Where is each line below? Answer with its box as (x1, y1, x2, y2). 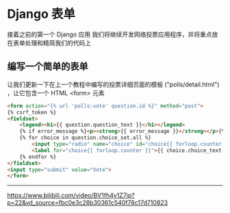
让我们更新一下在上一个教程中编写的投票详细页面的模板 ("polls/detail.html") (7, 80, 220, 88)
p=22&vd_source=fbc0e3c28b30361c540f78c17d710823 (7, 199, 168, 207)
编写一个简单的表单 (7, 61, 88, 73)
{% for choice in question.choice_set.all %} (19, 134, 152, 141)
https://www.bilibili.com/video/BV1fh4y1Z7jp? (7, 191, 135, 199)
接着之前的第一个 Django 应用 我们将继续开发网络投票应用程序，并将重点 (7, 30, 212, 38)
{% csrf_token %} (7, 109, 57, 116)
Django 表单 (7, 6, 75, 22)
